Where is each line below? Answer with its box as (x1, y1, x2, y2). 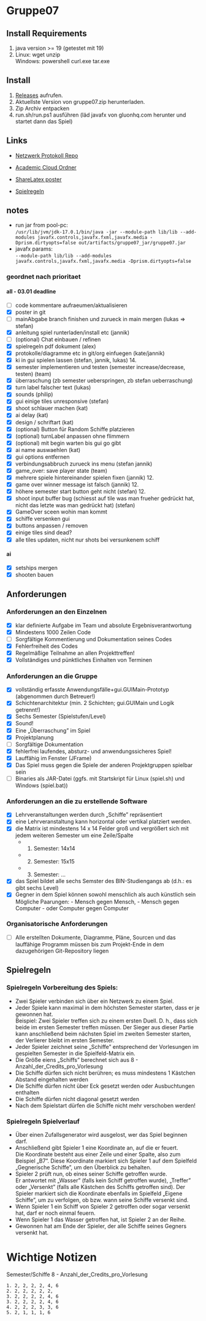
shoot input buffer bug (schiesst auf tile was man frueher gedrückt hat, (15, 495, 195, 502)
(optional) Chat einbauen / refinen (15, 335, 101, 343)
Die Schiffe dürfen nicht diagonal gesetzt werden (15, 1095, 140, 1102)
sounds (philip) (15, 391, 53, 398)
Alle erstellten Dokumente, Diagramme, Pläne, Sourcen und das (15, 933, 176, 941)
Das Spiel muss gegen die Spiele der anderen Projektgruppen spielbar (15, 761, 193, 768)
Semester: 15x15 (33, 858, 75, 865)
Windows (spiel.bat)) (15, 781, 69, 789)
